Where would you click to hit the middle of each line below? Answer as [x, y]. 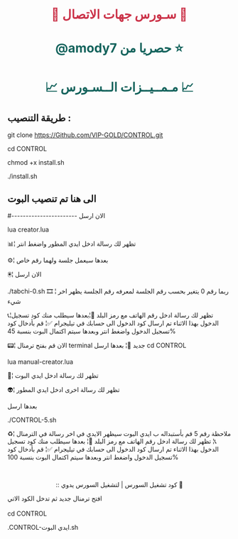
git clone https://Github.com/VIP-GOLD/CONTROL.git [85, 135]
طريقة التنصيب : [39, 118]
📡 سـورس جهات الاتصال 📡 [119, 15]
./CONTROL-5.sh [32, 420]
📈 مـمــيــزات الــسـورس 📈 [119, 87]
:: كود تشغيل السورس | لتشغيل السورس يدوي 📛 [119, 485]
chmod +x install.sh [36, 163]
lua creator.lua [28, 229]
